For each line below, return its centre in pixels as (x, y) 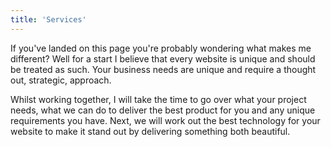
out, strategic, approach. (61, 80)
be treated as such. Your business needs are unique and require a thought (163, 69)
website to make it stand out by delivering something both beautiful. (150, 131)
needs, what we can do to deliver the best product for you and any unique (163, 110)
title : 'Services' (48, 19)
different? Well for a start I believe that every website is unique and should (163, 58)
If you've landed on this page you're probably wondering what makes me (161, 48)
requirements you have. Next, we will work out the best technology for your (165, 120)
